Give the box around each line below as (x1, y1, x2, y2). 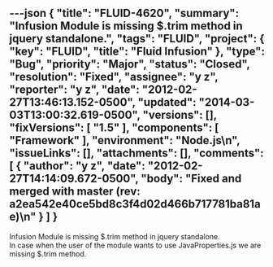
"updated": (137, 95, 197, 109)
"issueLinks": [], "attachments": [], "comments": (9, 147, 264, 160)
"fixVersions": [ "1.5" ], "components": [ (9, 121, 219, 135)
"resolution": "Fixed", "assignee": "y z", (9, 70, 219, 84)
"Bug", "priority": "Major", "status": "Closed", (9, 57, 250, 72)
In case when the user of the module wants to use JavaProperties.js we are (9, 240, 262, 250)
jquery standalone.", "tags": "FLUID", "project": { (9, 32, 265, 46)
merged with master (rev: (9, 185, 141, 199)
